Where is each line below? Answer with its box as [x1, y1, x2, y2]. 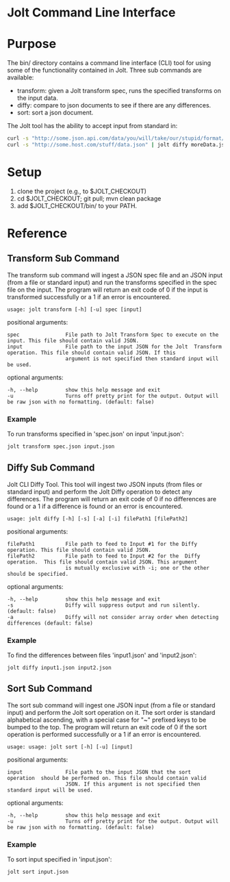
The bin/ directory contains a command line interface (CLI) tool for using [7, 59, 212, 67]
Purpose [7, 36, 57, 52]
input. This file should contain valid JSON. [7, 337, 139, 344]
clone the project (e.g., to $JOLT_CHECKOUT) [16, 187, 147, 195]
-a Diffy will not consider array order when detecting [7, 614, 219, 620]
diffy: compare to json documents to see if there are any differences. [16, 101, 212, 110]
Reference [7, 226, 67, 241]
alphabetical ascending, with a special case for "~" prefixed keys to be [7, 716, 207, 724]
